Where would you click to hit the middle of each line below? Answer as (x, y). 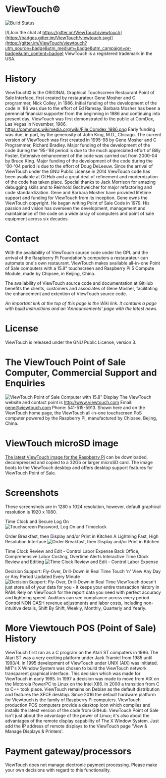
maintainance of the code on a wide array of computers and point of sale (80, 213)
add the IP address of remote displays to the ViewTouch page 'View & (76, 726)
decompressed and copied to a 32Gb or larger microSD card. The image (79, 462)
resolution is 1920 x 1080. (31, 512)
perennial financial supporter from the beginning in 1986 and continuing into (83, 113)
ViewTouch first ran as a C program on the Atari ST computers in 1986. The (82, 652)
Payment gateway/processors (68, 751)
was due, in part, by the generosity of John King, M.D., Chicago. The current (83, 134)
